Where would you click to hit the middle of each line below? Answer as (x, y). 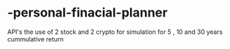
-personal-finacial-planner (88, 13)
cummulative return (36, 39)
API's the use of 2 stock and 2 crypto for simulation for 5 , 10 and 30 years (115, 32)
